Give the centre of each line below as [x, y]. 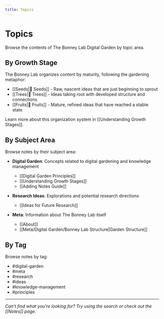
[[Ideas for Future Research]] [49, 205]
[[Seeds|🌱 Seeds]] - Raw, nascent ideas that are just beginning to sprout [85, 89]
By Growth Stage [31, 62]
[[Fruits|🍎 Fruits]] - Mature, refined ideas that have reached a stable [80, 105]
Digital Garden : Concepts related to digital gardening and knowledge [82, 161]
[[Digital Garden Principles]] [47, 176]
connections [25, 100]
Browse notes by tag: [26, 257]
